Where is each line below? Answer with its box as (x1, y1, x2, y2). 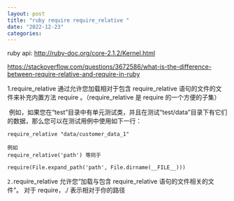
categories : (7, 29, 42, 37)
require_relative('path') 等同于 (7, 152, 101, 159)
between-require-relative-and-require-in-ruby (7, 70, 140, 78)
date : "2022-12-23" (7, 23, 64, 30)
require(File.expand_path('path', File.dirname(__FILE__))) (7, 164, 187, 172)
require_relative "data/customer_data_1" (7, 131, 130, 138)
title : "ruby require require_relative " (7, 17, 130, 24)
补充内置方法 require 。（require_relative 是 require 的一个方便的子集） (19, 93, 221, 102)
